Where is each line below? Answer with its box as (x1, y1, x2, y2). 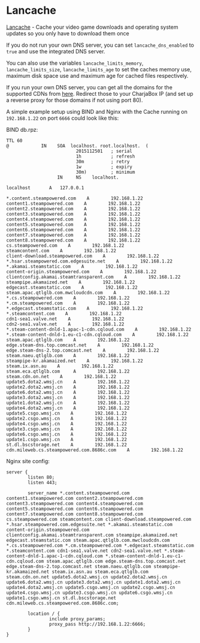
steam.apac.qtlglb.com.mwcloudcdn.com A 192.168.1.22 (6, 289, 170, 295)
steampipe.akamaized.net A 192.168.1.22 (6, 279, 135, 285)
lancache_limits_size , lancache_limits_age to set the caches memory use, (6, 65, 192, 73)
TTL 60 (6, 137, 23, 144)
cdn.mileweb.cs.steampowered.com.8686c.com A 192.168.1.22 (6, 447, 184, 453)
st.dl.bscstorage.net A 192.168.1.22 (6, 442, 128, 448)
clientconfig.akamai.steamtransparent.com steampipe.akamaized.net (6, 532, 178, 538)
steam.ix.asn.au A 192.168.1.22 (6, 363, 114, 369)
